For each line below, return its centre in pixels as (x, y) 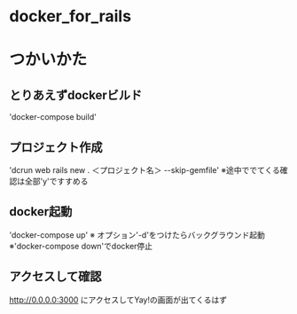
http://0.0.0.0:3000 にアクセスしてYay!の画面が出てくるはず (118, 300)
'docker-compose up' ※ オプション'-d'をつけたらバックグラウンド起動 (137, 235)
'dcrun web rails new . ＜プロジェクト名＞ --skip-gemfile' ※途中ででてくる (145, 170)
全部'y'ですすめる (56, 181)
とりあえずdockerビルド (76, 95)
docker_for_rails (70, 16)
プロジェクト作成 (56, 147)
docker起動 (41, 212)
